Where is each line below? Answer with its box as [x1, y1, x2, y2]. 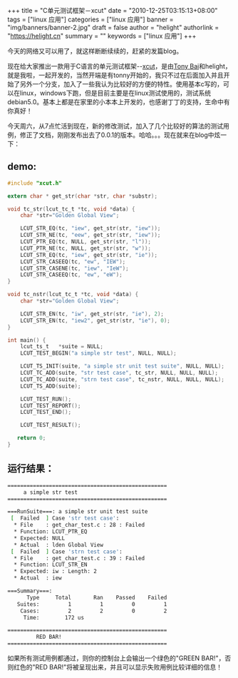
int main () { [7, 336, 46, 344]
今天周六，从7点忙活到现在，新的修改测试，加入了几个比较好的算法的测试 [7, 122, 223, 130]
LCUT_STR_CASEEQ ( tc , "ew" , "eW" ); [20, 271, 123, 278]
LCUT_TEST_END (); [20, 409, 72, 416]
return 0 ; [16, 435, 46, 442]
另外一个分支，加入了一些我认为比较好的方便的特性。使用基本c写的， [19, 80, 223, 88]
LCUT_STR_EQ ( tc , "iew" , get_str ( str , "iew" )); [20, 225, 161, 232]
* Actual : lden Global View [14, 541, 103, 548]
